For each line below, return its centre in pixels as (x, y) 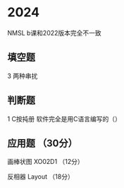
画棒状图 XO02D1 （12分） (46, 162)
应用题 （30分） (42, 143)
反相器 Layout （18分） (41, 177)
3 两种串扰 (23, 76)
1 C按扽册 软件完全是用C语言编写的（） (64, 118)
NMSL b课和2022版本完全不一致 (55, 33)
